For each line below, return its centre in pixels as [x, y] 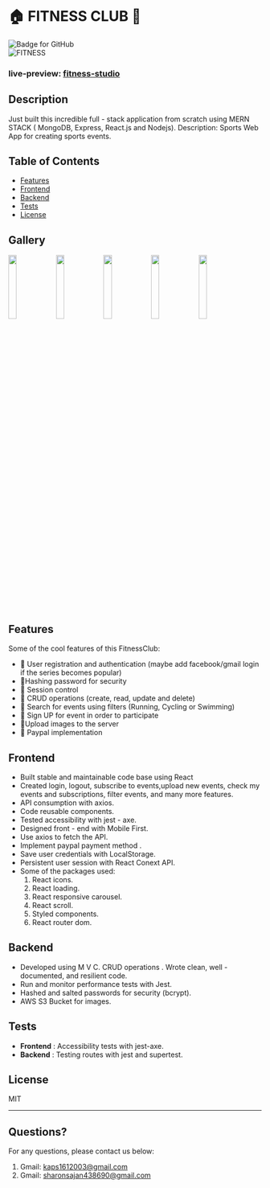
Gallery [27, 240]
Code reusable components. [67, 811]
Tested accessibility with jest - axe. [78, 820]
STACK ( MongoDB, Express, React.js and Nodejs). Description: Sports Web [133, 127]
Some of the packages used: [67, 871]
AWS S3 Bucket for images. [65, 1001]
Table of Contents [54, 161]
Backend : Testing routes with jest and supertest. [101, 1054]
